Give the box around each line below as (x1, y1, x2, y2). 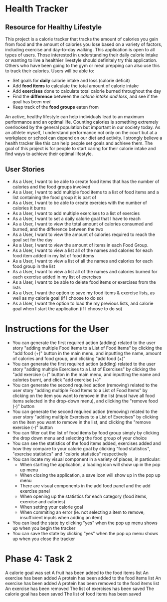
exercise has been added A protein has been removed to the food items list (5, 580, 160, 586)
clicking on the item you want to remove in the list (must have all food (12, 393, 155, 399)
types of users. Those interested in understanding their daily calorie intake (5, 52, 159, 58)
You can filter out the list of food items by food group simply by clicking (12, 429, 160, 435)
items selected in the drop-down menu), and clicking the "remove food (12, 398, 158, 404)
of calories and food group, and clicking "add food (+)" (12, 355, 126, 362)
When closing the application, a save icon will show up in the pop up (19, 472, 161, 478)
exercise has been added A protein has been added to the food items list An (5, 575, 161, 581)
